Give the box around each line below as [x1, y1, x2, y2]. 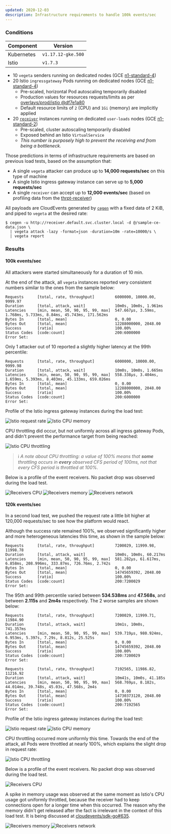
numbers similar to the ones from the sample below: [5, 284, 115, 291]
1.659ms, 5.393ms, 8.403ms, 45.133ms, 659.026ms [5, 376, 111, 382]
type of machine [12, 173, 47, 179]
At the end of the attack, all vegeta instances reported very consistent [5, 279, 152, 285]
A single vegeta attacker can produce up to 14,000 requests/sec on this [12, 168, 165, 174]
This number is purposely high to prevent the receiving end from [20, 137, 156, 143]
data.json [5, 224, 27, 230]
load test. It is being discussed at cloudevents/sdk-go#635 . [5, 813, 130, 819]
